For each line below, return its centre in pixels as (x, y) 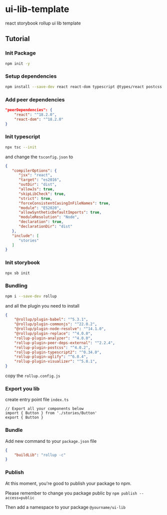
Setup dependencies (31, 76)
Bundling (16, 286)
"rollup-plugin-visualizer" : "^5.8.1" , (56, 362)
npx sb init (17, 273)
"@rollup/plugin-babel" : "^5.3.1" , (51, 320)
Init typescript (23, 137)
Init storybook (22, 263)
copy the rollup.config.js (33, 376)
